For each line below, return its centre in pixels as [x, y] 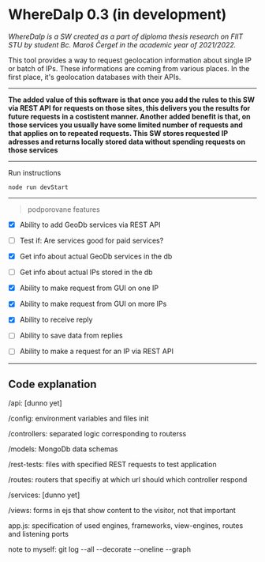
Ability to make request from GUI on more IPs [93, 304]
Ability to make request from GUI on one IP [89, 288]
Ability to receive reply [56, 320]
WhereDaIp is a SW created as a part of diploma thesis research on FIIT [126, 36]
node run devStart [38, 187]
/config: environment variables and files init [78, 419]
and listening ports [39, 534]
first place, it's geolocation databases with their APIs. [95, 77]
